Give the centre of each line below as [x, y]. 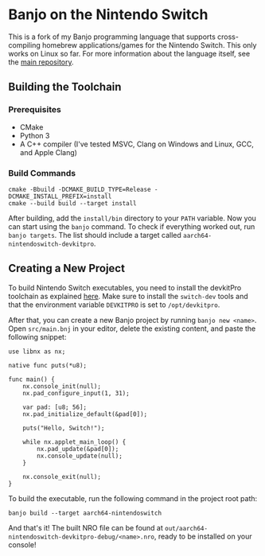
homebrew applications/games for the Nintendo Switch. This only [150, 45]
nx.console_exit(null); [62, 476]
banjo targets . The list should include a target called [95, 235]
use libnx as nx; [37, 352]
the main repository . [41, 62]
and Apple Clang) [49, 152]
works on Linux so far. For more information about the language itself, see [129, 53]
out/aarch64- [186, 528]
